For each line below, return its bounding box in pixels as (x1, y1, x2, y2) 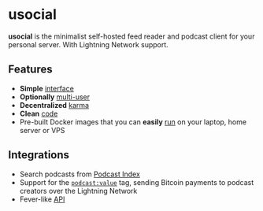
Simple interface (19, 83, 75, 93)
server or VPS (19, 125, 65, 135)
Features (8, 63, 53, 76)
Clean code (19, 109, 58, 118)
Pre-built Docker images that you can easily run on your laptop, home (19, 117, 246, 127)
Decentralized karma (19, 100, 89, 109)
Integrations (8, 148, 69, 162)
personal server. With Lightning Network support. (8, 39, 169, 49)
